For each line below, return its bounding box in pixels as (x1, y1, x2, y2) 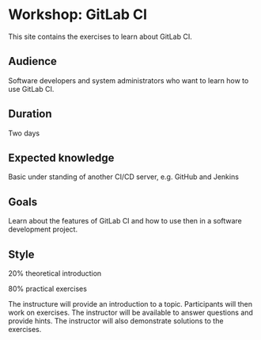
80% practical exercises (8, 284, 87, 293)
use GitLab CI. (8, 84, 55, 94)
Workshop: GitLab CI (8, 6, 148, 24)
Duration (8, 107, 53, 120)
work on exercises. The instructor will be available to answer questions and (8, 308, 253, 317)
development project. (8, 224, 78, 235)
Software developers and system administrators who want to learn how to (8, 75, 249, 85)
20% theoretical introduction (8, 269, 102, 278)
